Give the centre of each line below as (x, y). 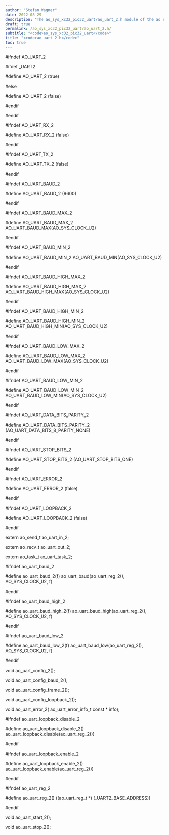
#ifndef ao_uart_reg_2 (28, 788)
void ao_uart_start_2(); (28, 817)
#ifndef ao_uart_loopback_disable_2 (43, 719)
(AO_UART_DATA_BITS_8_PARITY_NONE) (48, 430)
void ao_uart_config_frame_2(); (37, 690)
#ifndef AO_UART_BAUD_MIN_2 (38, 247)
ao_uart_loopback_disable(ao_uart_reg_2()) (50, 734)
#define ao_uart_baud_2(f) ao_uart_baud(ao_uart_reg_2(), (65, 576)
